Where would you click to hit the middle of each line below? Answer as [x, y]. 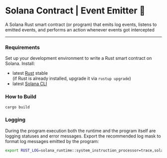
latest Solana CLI [30, 84]
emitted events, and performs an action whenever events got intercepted [80, 29]
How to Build [21, 97]
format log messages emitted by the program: [52, 141]
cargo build [17, 107]
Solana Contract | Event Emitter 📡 [75, 11]
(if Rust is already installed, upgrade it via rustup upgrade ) [72, 79]
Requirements [23, 47]
